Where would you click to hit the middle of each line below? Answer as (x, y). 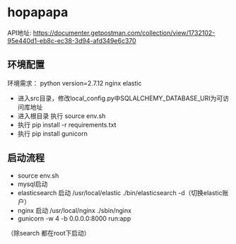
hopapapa (38, 12)
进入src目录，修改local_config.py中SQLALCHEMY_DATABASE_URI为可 (120, 98)
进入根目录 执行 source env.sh (61, 116)
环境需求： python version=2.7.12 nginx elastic (75, 83)
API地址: (19, 33)
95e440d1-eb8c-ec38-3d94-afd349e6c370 (72, 40)
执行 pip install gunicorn (53, 133)
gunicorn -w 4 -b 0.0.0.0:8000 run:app (74, 218)
